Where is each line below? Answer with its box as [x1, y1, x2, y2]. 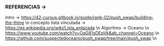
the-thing [5, 20, 24, 25]
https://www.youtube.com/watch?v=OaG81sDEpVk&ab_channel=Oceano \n [5, 30, 160, 36]
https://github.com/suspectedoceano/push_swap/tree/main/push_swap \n [5, 35, 157, 41]
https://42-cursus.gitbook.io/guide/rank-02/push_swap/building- [20, 15, 154, 21]
